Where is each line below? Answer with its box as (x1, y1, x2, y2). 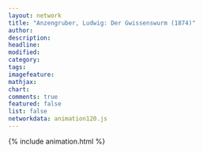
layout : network (8, 11, 62, 20)
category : (8, 56, 41, 64)
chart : (8, 85, 30, 94)
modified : (8, 48, 41, 56)
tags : (8, 63, 26, 71)
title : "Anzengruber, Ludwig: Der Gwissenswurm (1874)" (8, 19, 196, 27)
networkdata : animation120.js (8, 115, 108, 123)
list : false (8, 108, 47, 116)
